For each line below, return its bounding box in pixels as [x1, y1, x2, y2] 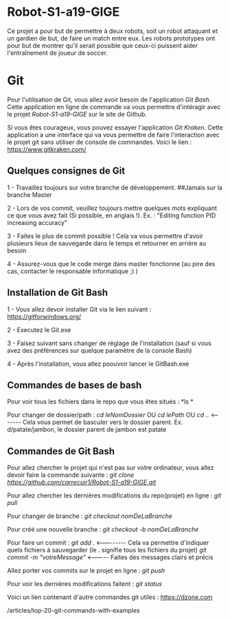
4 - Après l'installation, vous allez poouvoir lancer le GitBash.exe [7, 360, 189, 368]
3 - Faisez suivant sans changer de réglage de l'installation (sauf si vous [7, 339, 211, 347]
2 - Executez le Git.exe [7, 325, 71, 333]
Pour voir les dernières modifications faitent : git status [7, 580, 163, 588]
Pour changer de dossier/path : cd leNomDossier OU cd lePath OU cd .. [7, 411, 209, 419]
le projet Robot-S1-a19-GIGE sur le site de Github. [7, 110, 148, 118]
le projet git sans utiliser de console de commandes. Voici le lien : [7, 138, 192, 146]
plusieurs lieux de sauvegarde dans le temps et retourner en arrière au [7, 239, 207, 247]
